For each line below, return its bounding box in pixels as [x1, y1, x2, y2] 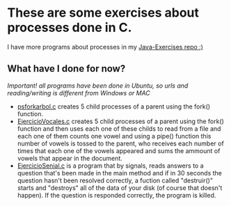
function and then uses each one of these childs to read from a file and [17, 124, 221, 133]
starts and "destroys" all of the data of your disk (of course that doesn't [17, 183, 223, 192]
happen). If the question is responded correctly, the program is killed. [17, 191, 216, 199]
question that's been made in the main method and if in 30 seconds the [17, 168, 223, 177]
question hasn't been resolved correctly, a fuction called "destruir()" [17, 176, 214, 184]
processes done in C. [7, 19, 132, 35]
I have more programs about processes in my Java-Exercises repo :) [7, 42, 204, 51]
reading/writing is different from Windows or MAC [7, 88, 151, 97]
